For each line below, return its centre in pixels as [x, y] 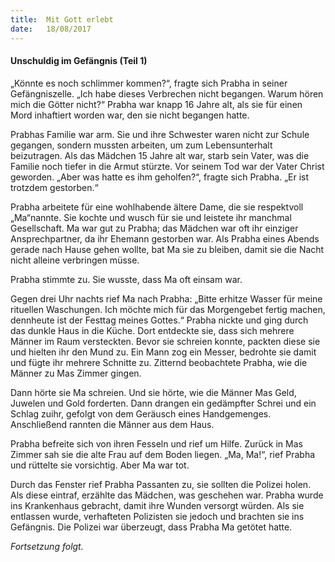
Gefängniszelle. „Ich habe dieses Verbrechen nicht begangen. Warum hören [167, 93]
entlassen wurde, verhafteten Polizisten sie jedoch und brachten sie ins [157, 516]
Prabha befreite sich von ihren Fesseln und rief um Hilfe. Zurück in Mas [156, 443]
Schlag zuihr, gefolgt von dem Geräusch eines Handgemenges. [141, 413]
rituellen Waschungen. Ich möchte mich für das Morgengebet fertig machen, [168, 309]
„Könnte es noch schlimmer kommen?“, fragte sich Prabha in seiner [149, 83]
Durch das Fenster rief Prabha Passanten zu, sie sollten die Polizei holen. [161, 484]
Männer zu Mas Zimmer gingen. [76, 373]
